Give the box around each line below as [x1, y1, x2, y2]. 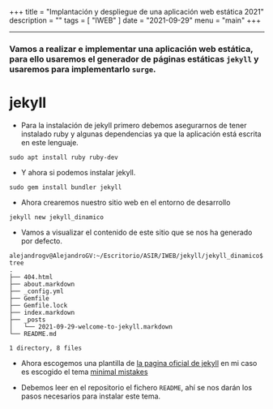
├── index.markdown [9, 308, 75, 316]
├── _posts [9, 316, 46, 324]
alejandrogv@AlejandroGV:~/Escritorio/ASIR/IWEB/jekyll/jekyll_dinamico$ [9, 252, 264, 260]
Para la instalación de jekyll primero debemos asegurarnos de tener [20, 120, 247, 130]
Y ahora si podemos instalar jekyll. [20, 167, 136, 177]
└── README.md [9, 329, 58, 338]
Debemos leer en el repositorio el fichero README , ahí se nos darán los [20, 382, 253, 392]
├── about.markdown [9, 280, 75, 288]
